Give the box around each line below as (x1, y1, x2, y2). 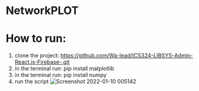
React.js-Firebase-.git (14, 59, 70, 66)
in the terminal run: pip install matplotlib (14, 65, 115, 72)
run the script (14, 78, 49, 86)
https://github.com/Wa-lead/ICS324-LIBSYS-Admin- (60, 52, 193, 59)
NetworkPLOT (6, 4, 79, 18)
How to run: (6, 32, 67, 46)
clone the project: (14, 52, 59, 59)
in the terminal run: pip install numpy (14, 71, 107, 79)
